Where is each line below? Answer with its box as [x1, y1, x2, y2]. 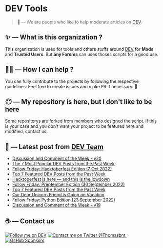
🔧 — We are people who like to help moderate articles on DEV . [17, 19, 143, 25]
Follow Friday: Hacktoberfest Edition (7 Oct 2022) [12, 166, 112, 172]
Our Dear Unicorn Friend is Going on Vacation [12, 192, 105, 198]
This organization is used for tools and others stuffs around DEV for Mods [5, 46, 154, 52]
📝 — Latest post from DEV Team [5, 142, 104, 151]
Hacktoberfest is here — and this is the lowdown [12, 176, 110, 182]
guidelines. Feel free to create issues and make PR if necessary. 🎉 [5, 83, 138, 89]
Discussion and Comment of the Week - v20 [12, 155, 102, 161]
